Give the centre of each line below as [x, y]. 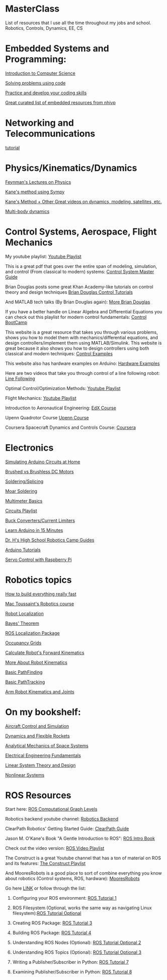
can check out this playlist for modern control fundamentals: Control [76, 317]
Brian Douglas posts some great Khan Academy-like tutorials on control [79, 287]
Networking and [40, 123]
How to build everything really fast [41, 594]
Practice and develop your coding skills [46, 93]
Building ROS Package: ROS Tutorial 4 [52, 933]
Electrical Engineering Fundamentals [43, 755]
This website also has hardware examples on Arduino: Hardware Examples [82, 363]
